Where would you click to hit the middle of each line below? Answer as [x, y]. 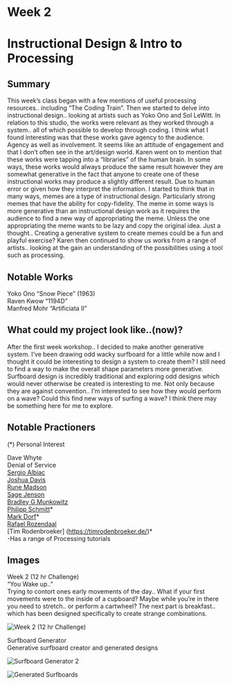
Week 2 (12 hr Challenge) [43, 577]
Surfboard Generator [37, 641]
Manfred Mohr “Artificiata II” [47, 308]
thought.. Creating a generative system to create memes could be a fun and [115, 233]
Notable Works [40, 277]
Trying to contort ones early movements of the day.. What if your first [106, 591]
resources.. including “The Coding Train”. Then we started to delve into [108, 108]
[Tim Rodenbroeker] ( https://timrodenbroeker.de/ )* [80, 531]
